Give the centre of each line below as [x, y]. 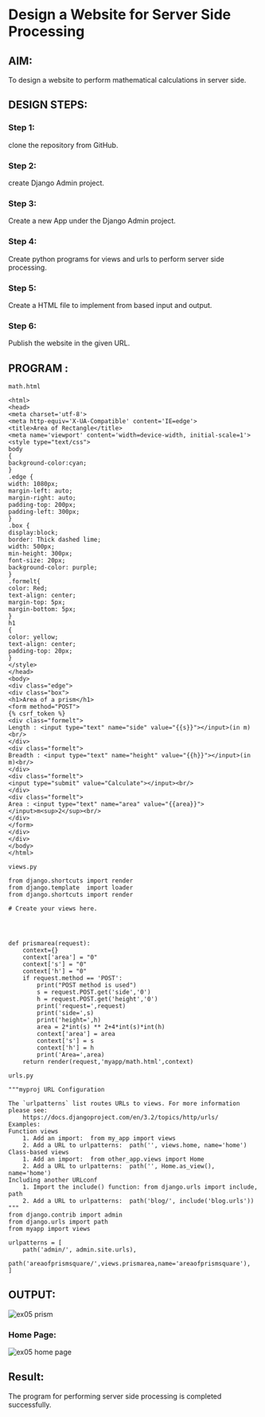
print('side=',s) [65, 1013]
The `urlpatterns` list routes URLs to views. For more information [124, 1104]
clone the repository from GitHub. [63, 145]
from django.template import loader [71, 888]
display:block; [33, 532]
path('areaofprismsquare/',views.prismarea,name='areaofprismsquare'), [129, 1263]
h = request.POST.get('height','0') [97, 999]
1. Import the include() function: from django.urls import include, [140, 1187]
